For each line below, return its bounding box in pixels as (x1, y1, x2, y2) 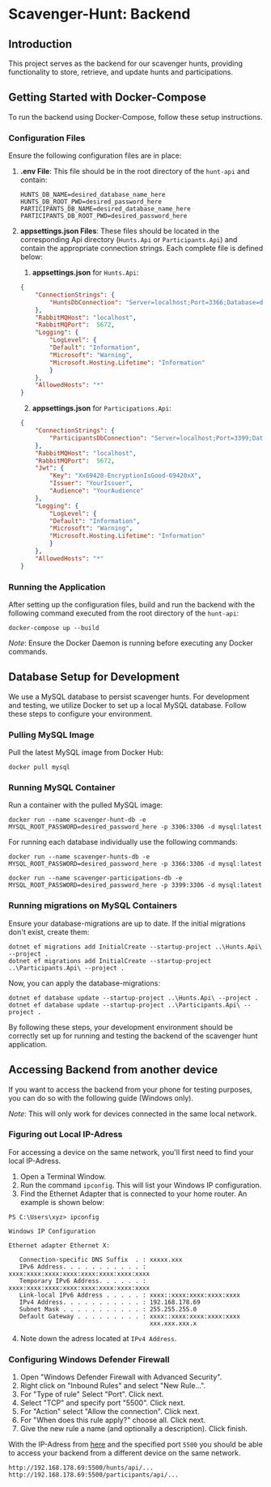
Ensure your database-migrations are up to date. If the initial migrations (8, 918, 246, 928)
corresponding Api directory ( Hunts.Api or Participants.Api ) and (19, 235, 238, 245)
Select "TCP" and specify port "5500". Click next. (19, 1398, 186, 1408)
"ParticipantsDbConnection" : (49, 434, 148, 442)
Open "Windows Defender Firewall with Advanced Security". (19, 1372, 222, 1382)
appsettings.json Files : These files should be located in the (19, 226, 220, 236)
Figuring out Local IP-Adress (8, 1129, 123, 1140)
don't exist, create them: (8, 927, 90, 936)
